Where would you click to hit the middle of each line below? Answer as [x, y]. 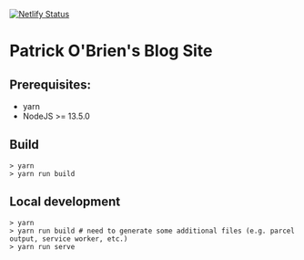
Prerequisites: [50, 84]
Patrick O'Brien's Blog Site [111, 51]
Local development [65, 202]
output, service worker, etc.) [69, 239]
